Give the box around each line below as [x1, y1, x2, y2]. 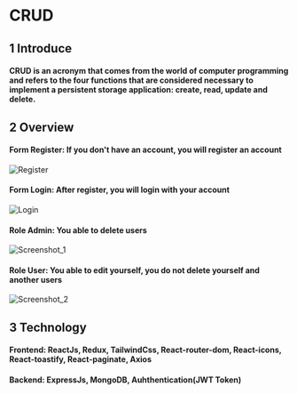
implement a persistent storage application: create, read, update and [9, 84, 268, 95]
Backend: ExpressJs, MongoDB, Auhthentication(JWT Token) [9, 374, 242, 385]
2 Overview [9, 119, 74, 134]
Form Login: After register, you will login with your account [9, 184, 231, 196]
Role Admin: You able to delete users [9, 224, 148, 236]
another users [9, 274, 63, 285]
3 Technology [9, 319, 87, 334]
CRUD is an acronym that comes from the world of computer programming [9, 66, 289, 76]
